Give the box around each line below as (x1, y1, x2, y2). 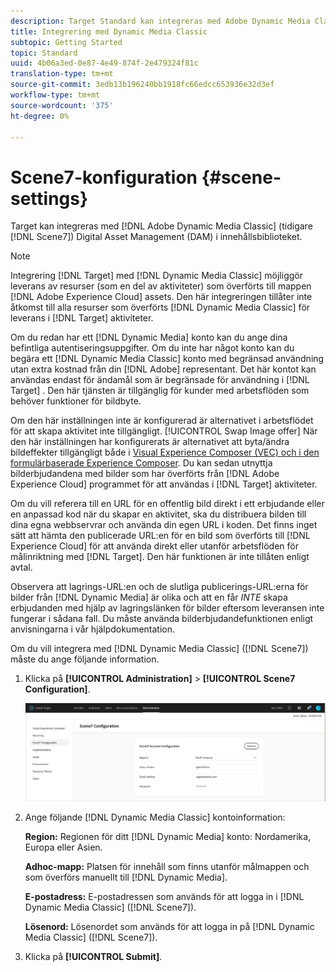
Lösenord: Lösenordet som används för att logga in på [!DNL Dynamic (24, 921, 315, 933)
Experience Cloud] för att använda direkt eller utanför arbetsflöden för (10, 540, 299, 552)
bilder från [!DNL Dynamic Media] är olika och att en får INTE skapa (10, 591, 288, 604)
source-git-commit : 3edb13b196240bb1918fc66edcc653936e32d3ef (10, 80, 275, 90)
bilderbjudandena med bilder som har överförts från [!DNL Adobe (10, 468, 280, 480)
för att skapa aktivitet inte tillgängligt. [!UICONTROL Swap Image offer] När (10, 425, 318, 437)
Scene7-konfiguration (10, 166, 198, 189)
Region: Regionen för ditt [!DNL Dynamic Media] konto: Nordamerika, (24, 831, 312, 843)
